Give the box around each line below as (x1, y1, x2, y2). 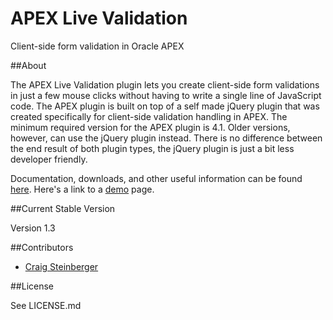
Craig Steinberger (24, 260, 99, 272)
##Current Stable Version (10, 202, 116, 214)
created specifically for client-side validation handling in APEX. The (10, 110, 288, 122)
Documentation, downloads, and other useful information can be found (10, 172, 303, 184)
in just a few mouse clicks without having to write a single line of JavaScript (10, 89, 322, 101)
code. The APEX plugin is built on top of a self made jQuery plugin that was (10, 100, 320, 112)
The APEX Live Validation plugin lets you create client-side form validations (10, 78, 320, 91)
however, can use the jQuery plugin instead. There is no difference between (10, 132, 323, 144)
